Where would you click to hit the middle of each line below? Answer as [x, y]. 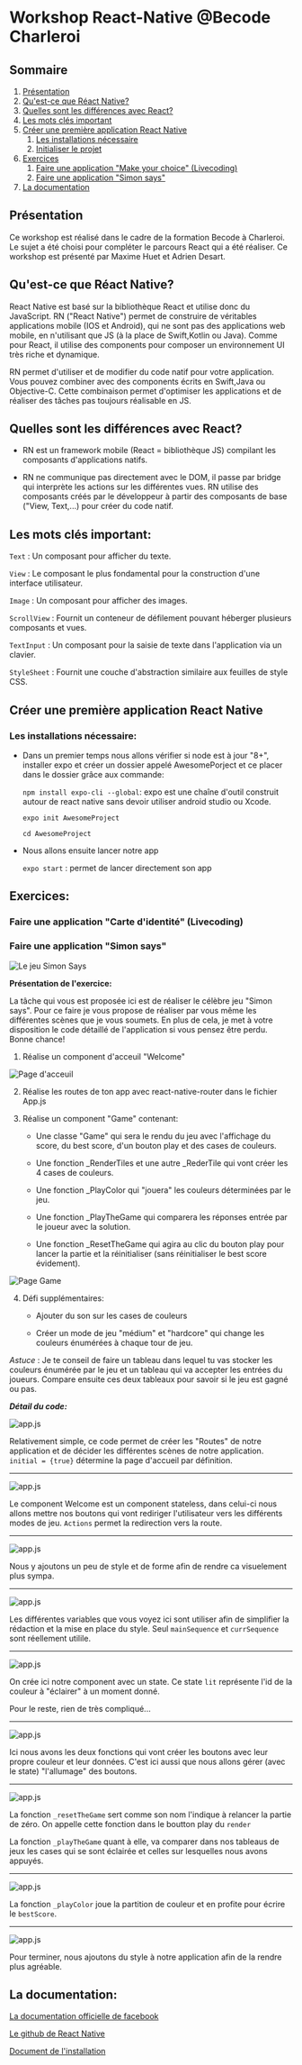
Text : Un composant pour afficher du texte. [90, 556]
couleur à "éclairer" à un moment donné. [84, 1691]
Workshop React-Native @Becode [140, 18]
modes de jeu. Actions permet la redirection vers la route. [116, 1523]
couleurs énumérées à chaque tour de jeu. [114, 1342]
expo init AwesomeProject [71, 818]
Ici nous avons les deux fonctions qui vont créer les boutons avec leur [139, 1751]
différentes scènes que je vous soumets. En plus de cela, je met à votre [141, 1020]
